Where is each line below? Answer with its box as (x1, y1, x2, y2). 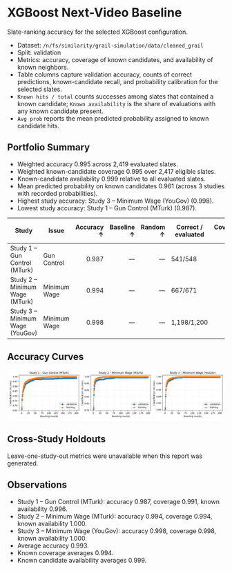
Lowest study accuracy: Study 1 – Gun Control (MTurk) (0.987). (17, 203, 197, 212)
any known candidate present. (17, 107, 104, 115)
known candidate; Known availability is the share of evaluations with (17, 99, 216, 108)
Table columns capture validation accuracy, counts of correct (17, 70, 192, 79)
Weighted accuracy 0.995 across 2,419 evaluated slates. (17, 160, 178, 168)
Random (140, 223, 166, 231)
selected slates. (17, 85, 62, 93)
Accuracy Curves (7, 350, 84, 363)
